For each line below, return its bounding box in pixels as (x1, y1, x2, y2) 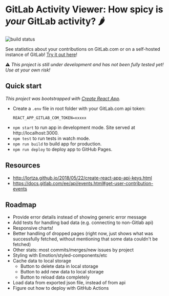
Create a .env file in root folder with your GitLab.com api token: (12, 105, 146, 112)
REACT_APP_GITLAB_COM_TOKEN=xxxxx (12, 115, 87, 120)
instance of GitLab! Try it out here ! (5, 51, 78, 58)
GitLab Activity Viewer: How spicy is (5, 4, 163, 15)
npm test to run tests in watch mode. (12, 135, 91, 141)
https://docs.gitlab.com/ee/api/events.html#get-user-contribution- (12, 180, 154, 186)
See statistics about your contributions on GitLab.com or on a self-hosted (5, 46, 160, 52)
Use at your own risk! (5, 67, 51, 73)
